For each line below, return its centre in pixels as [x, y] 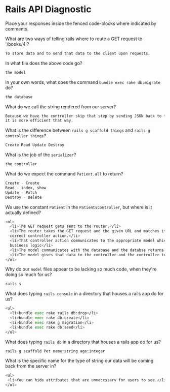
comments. [17, 28]
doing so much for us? [29, 275]
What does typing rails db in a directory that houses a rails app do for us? [83, 342]
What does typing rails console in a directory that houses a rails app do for [84, 294]
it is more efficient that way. [39, 120]
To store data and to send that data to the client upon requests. [78, 53]
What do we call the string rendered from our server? [61, 107]
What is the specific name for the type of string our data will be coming [79, 361]
